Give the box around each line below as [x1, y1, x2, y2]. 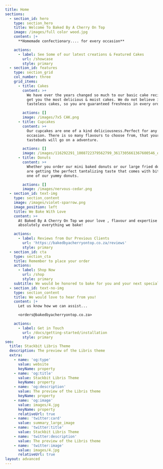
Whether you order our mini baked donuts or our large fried [26, 164, 153, 169]
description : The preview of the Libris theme [9, 348, 105, 353]
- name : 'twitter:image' [14, 443, 64, 448]
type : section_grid [14, 70, 53, 75]
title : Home [5, 7, 29, 12]
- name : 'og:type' [14, 357, 51, 362]
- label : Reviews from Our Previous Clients [17, 236, 110, 241]
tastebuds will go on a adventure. [26, 137, 98, 142]
